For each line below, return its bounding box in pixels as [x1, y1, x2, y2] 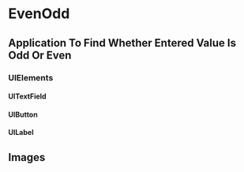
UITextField [8, 92, 47, 101]
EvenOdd [8, 5, 70, 23]
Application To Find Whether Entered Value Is [8, 36, 237, 50]
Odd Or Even [8, 48, 72, 62]
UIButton [8, 110, 38, 119]
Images [8, 151, 46, 164]
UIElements [8, 72, 54, 83]
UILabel [8, 128, 34, 137]
